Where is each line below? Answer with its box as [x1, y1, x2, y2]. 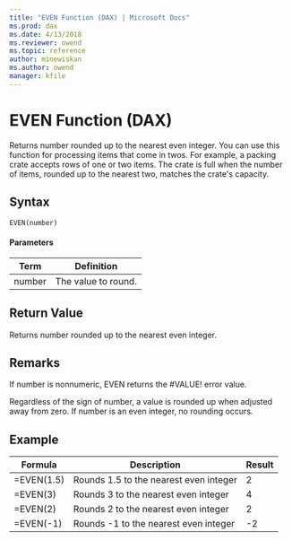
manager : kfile [9, 72, 66, 81]
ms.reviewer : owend [9, 38, 82, 48]
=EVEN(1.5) [13, 474, 65, 486]
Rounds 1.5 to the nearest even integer [73, 474, 237, 486]
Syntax [9, 195, 50, 210]
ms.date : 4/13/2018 [9, 30, 82, 39]
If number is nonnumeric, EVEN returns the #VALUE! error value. [9, 379, 247, 390]
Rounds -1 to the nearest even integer [73, 518, 236, 530]
